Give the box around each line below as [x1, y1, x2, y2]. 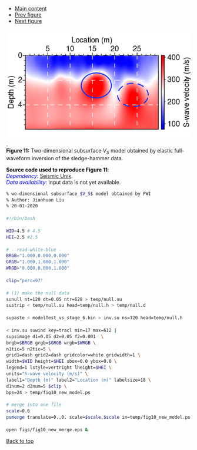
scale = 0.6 [6, 408, 31, 414]
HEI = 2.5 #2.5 [6, 234, 38, 240]
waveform [6, 154, 31, 161]
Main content [14, 5, 47, 12]
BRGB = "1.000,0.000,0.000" [6, 253, 69, 259]
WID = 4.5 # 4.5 [6, 228, 41, 234]
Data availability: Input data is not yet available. [6, 178, 121, 186]
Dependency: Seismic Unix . [6, 172, 73, 179]
